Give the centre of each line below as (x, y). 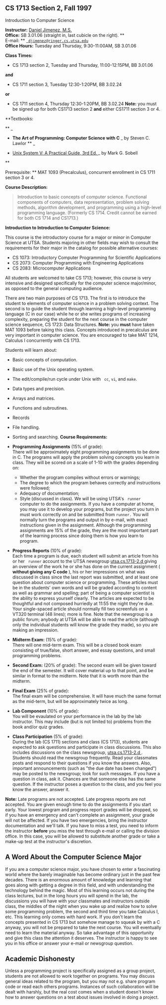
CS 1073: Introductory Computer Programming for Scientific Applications (86, 257)
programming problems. (37, 655)
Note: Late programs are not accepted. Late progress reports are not (76, 799)
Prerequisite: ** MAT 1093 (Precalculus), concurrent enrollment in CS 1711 (80, 172)
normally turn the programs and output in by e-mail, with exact (83, 520)
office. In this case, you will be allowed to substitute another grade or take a (83, 836)
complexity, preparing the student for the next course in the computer (76, 319)
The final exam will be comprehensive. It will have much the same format (87, 696)
